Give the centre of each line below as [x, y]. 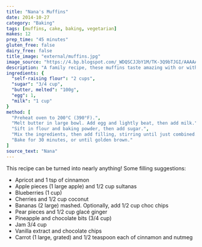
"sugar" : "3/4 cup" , [37, 85]
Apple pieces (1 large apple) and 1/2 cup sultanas [76, 186]
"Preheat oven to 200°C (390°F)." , [56, 118]
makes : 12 [19, 34]
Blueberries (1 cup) [38, 192]
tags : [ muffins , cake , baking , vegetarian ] [62, 28]
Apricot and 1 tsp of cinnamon [52, 180]
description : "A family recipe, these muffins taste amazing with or [95, 67]
